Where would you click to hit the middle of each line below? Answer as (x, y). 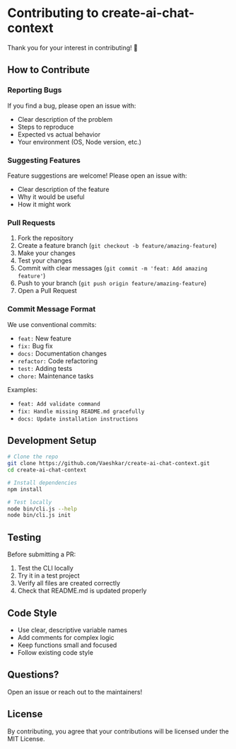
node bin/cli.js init (39, 515)
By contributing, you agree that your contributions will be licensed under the (118, 731)
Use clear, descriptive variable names (72, 630)
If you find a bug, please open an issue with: (72, 105)
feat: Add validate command (59, 404)
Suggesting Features (44, 160)
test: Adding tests (45, 368)
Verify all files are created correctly (69, 583)
